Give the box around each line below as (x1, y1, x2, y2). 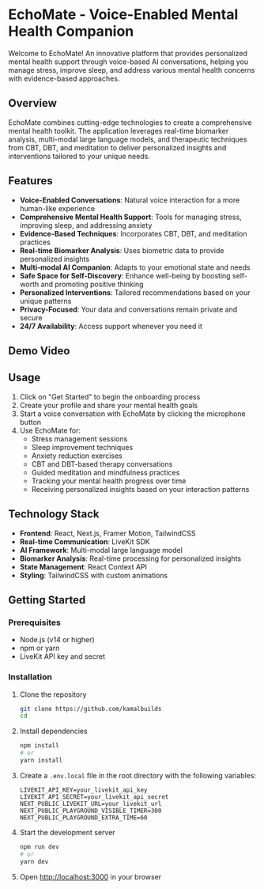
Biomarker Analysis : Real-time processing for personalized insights (19, 554, 242, 563)
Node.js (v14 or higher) (19, 635, 95, 645)
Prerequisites (8, 617, 61, 628)
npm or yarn (19, 643, 60, 653)
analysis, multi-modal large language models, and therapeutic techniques (8, 134, 247, 144)
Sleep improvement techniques (31, 442, 134, 452)
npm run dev (19, 842, 59, 851)
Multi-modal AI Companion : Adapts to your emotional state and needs (19, 263, 251, 272)
